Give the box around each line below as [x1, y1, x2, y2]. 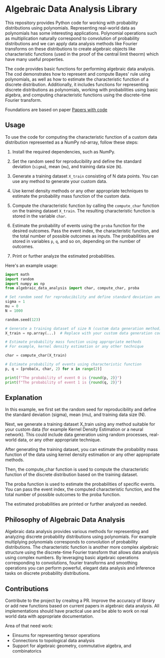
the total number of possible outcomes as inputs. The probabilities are [12, 233, 154, 239]
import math [5, 272, 29, 277]
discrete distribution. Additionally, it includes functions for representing [5, 81, 149, 87]
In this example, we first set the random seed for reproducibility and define [5, 407, 156, 413]
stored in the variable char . [12, 213, 67, 219]
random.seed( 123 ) [5, 317, 41, 322]
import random [5, 276, 34, 281]
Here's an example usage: [5, 262, 58, 269]
